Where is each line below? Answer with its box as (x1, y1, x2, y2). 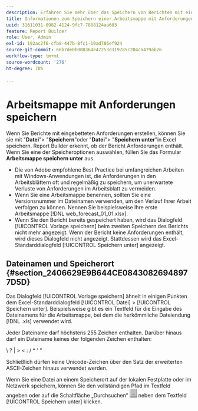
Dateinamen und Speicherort (6, 258, 115, 268)
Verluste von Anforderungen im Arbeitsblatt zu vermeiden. (14, 185, 157, 192)
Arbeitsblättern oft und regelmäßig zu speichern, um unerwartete (14, 179, 173, 186)
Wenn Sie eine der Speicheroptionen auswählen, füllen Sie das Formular (6, 149, 181, 156)
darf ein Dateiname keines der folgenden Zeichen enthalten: (6, 336, 152, 343)
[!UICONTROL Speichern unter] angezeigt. (62, 242, 166, 249)
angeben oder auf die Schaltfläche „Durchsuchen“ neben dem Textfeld (6, 392, 187, 399)
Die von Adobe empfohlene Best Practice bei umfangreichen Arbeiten (14, 166, 184, 173)
